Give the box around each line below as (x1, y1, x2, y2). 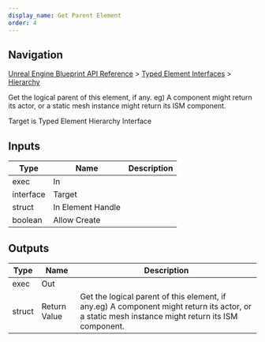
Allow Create (53, 215, 101, 226)
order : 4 (8, 19, 37, 27)
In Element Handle (53, 202, 121, 213)
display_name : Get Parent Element (8, 11, 122, 20)
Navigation (8, 48, 63, 62)
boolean (12, 215, 43, 226)
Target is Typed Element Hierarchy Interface (8, 116, 152, 126)
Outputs (8, 242, 50, 255)
